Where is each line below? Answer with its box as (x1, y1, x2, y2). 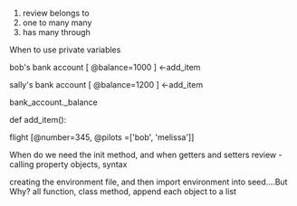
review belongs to (22, 8, 90, 18)
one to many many (22, 17, 92, 28)
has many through (22, 27, 91, 37)
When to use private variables (9, 44, 121, 55)
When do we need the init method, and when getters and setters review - (9, 149, 283, 160)
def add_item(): (9, 115, 67, 125)
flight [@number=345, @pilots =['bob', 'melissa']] (9, 132, 195, 143)
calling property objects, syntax (9, 159, 128, 170)
